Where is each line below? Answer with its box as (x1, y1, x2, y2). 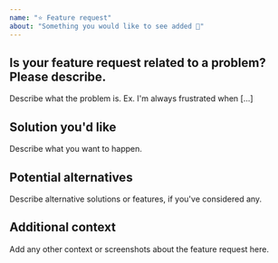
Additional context (9, 220, 116, 235)
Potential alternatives (9, 169, 133, 185)
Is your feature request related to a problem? (9, 55, 266, 70)
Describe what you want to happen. (9, 144, 143, 155)
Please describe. (9, 69, 107, 84)
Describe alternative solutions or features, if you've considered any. (9, 193, 263, 204)
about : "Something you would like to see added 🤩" (9, 22, 205, 31)
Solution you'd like (9, 119, 117, 135)
